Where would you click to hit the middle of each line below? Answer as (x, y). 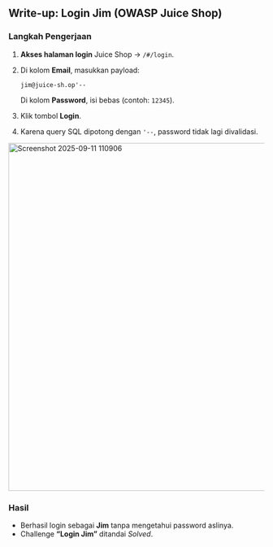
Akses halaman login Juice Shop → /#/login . (97, 54)
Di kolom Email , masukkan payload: (80, 70)
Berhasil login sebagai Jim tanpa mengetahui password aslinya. (127, 525)
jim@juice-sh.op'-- (53, 85)
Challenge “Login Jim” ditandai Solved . (87, 534)
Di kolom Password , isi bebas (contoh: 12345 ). (97, 100)
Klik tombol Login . (50, 115)
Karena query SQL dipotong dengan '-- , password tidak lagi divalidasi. (139, 131)
